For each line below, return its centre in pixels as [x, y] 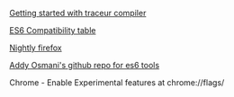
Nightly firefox [36, 48]
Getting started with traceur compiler [78, 13]
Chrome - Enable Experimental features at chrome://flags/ [117, 83]
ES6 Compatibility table [53, 30]
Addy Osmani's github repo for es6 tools [85, 65]
